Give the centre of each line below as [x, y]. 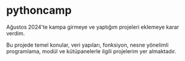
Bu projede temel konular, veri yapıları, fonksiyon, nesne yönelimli [87, 45]
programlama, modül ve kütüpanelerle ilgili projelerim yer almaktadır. [91, 51]
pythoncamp [39, 10]
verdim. [16, 33]
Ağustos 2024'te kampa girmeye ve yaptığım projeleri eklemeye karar [93, 27]
